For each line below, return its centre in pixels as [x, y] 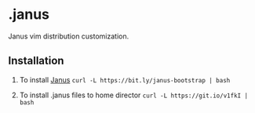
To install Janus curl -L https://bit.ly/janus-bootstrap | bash [125, 79]
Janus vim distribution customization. [69, 36]
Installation [36, 61]
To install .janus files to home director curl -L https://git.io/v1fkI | [134, 95]
